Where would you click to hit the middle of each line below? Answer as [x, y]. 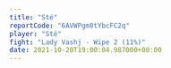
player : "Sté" [36, 34]
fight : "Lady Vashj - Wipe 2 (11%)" [77, 42]
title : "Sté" [34, 17]
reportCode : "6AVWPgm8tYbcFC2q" [69, 26]
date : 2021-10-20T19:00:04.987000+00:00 [86, 50]
